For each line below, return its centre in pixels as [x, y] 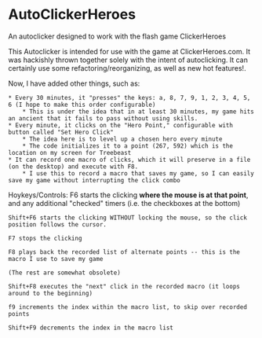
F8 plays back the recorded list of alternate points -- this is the [124, 252]
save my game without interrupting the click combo [94, 180]
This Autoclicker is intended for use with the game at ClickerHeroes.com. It [129, 51]
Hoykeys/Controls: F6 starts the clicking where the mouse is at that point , [128, 195]
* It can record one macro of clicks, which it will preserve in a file [129, 160]
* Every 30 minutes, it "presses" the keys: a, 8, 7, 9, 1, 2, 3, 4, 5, [129, 97]
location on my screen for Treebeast [70, 152]
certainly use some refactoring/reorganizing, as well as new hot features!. [127, 68]
